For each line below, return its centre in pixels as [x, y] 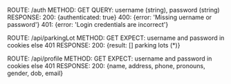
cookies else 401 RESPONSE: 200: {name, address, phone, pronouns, [106, 66]
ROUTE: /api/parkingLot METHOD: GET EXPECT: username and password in [116, 38]
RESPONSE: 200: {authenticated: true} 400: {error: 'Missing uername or [110, 17]
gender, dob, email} [35, 73]
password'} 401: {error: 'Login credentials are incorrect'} [88, 24]
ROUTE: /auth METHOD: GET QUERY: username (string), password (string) [113, 10]
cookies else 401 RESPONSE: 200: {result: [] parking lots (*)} [94, 45]
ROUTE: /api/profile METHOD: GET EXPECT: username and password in [110, 59]
